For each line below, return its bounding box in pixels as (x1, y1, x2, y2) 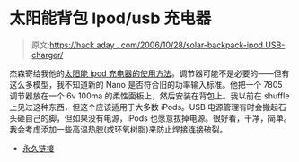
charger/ (31, 49, 64, 60)
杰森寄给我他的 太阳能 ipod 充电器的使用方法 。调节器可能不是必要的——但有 (9, 68, 290, 79)
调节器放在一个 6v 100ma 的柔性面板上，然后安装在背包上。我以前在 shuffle (9, 90, 290, 101)
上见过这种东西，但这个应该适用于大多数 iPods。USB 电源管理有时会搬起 (9, 101, 279, 112)
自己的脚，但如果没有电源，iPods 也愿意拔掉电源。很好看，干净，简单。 (24, 113, 292, 124)
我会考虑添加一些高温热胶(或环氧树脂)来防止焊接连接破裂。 (9, 124, 228, 134)
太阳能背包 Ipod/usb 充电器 (9, 8, 212, 29)
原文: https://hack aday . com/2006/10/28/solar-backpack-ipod (31, 39, 263, 50)
